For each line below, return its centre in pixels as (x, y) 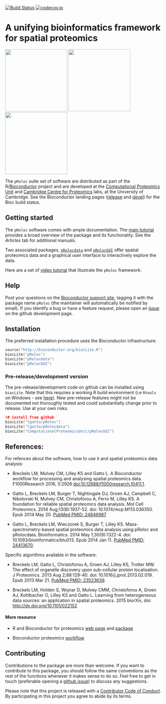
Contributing (25, 654)
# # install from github (30, 417)
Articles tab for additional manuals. (41, 240)
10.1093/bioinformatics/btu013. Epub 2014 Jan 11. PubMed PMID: (78, 540)
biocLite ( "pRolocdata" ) (30, 359)
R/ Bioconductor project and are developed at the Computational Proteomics (83, 186)
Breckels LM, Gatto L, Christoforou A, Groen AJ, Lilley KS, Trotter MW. (83, 565)
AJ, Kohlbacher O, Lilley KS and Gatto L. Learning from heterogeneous (84, 595)
